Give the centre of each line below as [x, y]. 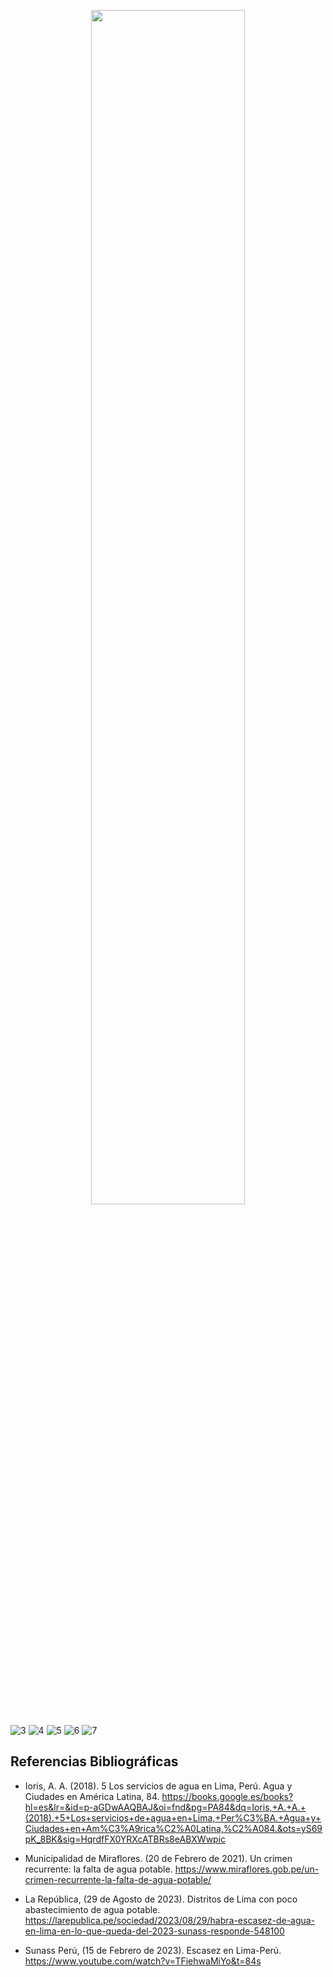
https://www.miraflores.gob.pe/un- [247, 1869]
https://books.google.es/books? [227, 1796]
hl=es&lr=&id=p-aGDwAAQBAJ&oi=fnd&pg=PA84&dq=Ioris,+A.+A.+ [165, 1807]
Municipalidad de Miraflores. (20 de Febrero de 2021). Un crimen [158, 1858]
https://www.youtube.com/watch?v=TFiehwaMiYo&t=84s [143, 1961]
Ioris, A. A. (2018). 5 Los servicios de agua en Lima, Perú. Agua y [158, 1786]
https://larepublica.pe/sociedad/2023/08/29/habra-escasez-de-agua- [170, 1920]
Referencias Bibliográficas [94, 1761]
